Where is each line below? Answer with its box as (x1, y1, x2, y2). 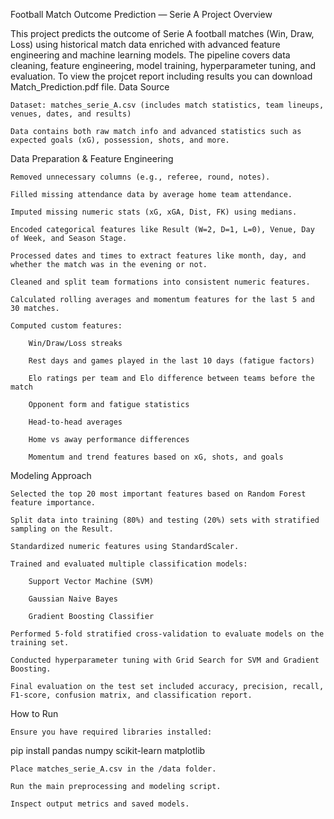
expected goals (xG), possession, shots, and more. (10, 135, 230, 145)
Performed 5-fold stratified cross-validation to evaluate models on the (10, 629, 325, 639)
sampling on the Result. (10, 524, 114, 534)
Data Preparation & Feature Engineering (10, 153, 174, 164)
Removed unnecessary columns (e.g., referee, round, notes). (10, 172, 271, 182)
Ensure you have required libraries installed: (10, 727, 213, 737)
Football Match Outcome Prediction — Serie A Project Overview (10, 9, 273, 20)
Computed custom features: (10, 321, 123, 331)
